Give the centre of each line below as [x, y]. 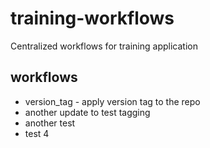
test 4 [37, 133]
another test [50, 123]
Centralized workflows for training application [104, 46]
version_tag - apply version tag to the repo [112, 101]
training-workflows [92, 18]
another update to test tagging [87, 112]
